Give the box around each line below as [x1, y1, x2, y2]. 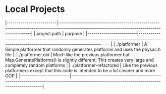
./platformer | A [116, 41, 148, 47]
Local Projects [5, 3, 65, 15]
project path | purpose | [36, 30, 85, 36]
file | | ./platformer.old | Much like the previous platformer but [5, 51, 130, 58]
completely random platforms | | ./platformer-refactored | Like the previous [5, 62, 158, 68]
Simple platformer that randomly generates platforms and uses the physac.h [5, 46, 161, 52]
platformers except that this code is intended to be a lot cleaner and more [5, 67, 155, 73]
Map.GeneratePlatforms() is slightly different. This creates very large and [5, 57, 154, 63]
